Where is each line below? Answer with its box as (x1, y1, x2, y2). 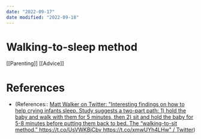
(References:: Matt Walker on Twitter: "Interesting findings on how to (14, 101, 185, 108)
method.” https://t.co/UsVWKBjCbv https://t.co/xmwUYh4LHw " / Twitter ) (14, 126, 196, 134)
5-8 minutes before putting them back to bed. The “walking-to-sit (14, 120, 178, 127)
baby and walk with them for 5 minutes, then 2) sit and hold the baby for (14, 113, 194, 120)
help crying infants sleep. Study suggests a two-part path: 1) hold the (14, 107, 187, 114)
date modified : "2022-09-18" (6, 14, 79, 20)
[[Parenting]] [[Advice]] (6, 60, 64, 67)
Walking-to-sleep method (6, 40, 138, 54)
